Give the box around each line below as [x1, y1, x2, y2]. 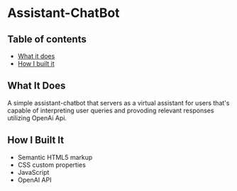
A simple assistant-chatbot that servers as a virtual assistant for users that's [7, 98, 230, 107]
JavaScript [17, 168, 50, 176]
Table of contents [7, 33, 87, 45]
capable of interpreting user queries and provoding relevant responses [7, 106, 214, 115]
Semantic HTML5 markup [17, 153, 93, 161]
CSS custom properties [17, 161, 87, 169]
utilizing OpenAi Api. [7, 113, 67, 122]
